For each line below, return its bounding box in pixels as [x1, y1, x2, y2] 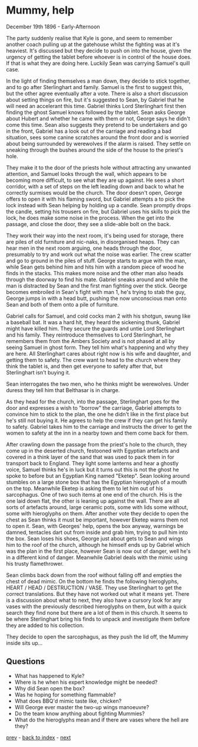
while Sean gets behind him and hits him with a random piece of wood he [6, 263, 184, 270]
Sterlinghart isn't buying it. [6, 368, 71, 376]
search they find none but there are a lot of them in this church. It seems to [6, 609, 188, 616]
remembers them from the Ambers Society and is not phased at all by [6, 337, 175, 344]
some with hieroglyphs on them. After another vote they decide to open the [6, 510, 189, 517]
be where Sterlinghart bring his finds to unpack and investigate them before [6, 615, 190, 622]
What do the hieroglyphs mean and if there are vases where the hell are [14, 716, 189, 723]
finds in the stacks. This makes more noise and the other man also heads [6, 269, 184, 276]
